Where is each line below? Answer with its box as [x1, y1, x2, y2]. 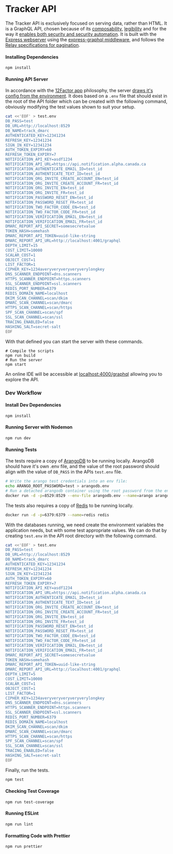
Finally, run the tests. [5, 767, 50, 773]
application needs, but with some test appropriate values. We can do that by [5, 527, 167, 533]
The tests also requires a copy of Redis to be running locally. [5, 502, 134, 508]
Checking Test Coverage [5, 788, 60, 794]
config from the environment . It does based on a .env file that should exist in [5, 93, 167, 99]
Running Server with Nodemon [5, 424, 73, 430]
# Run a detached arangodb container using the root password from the [5, 488, 162, 493]
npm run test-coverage [5, 799, 54, 805]
